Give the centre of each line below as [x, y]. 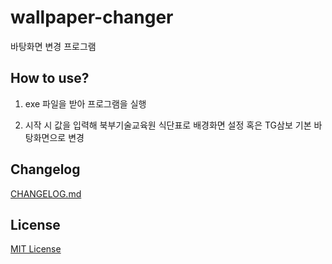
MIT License [36, 249]
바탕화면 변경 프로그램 [53, 46]
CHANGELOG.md [46, 193]
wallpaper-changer [92, 17]
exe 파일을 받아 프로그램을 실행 [85, 103]
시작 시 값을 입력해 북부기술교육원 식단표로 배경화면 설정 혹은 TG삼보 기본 [168, 125]
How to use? [50, 78]
